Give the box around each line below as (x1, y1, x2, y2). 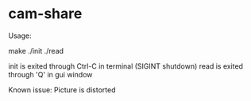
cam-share (8, 5, 83, 23)
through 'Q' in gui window (8, 69, 93, 79)
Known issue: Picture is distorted (8, 84, 116, 95)
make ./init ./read (8, 46, 64, 55)
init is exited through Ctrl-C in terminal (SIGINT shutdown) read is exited (8, 61, 244, 71)
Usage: (8, 31, 32, 40)
